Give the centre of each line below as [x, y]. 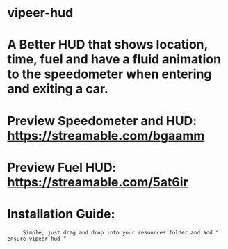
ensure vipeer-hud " [37, 239]
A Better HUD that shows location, [108, 45]
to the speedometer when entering [109, 74]
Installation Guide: [61, 214]
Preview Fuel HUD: [62, 167]
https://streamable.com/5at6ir [98, 182]
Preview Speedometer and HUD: [102, 121]
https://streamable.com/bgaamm [106, 135]
